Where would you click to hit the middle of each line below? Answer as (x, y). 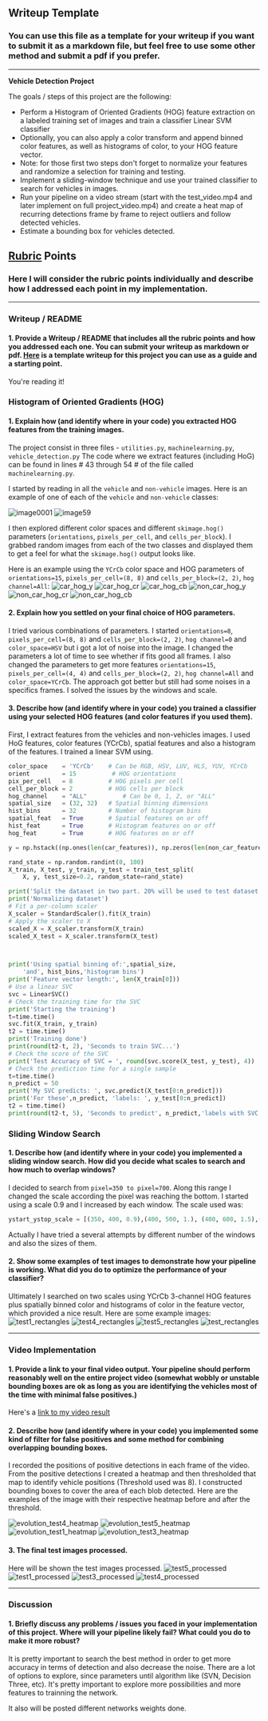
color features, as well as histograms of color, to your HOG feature (128, 146)
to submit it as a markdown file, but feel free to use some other (132, 46)
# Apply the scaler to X (49, 921)
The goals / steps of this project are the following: (90, 96)
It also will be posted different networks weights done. (97, 1708)
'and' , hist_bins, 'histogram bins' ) (84, 972)
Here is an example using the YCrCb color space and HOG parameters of (126, 569)
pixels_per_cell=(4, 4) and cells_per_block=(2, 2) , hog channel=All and (131, 673)
